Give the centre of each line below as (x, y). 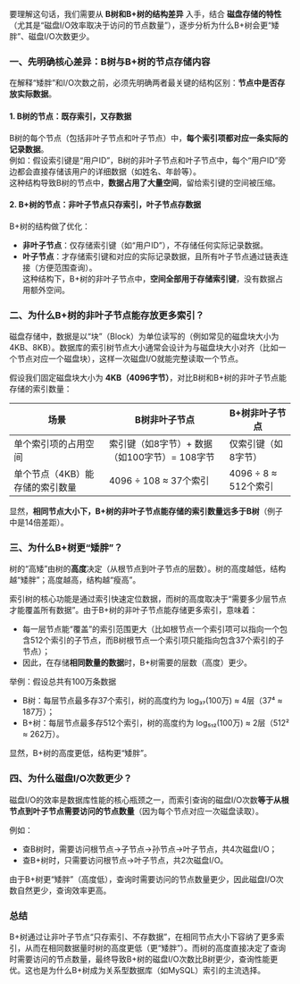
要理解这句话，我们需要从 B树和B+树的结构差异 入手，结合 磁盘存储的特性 (146, 14)
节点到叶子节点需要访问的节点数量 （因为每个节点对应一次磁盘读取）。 (136, 811)
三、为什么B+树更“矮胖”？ (66, 547)
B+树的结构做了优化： (50, 226)
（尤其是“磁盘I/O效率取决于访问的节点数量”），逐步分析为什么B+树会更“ (141, 25)
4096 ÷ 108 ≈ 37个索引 (159, 480)
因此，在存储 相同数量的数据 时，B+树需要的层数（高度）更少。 (137, 663)
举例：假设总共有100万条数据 (63, 682)
